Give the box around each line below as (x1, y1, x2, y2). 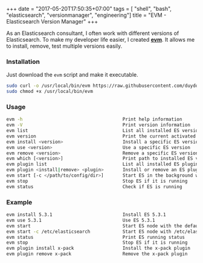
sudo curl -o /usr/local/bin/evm (6, 83, 91, 89)
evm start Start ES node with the (6, 223, 182, 229)
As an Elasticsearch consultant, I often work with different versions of (6, 30, 179, 37)
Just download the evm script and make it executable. (6, 71, 138, 78)
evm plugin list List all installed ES (6, 161, 180, 168)
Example (6, 198, 33, 206)
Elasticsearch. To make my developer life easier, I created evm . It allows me (6, 36, 195, 43)
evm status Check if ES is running (6, 183, 182, 189)
